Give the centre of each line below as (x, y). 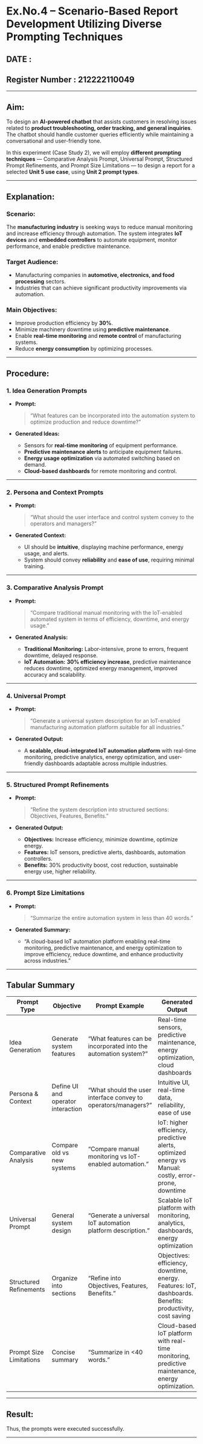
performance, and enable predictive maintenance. (69, 246)
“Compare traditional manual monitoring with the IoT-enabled (106, 612)
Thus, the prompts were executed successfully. (65, 1429)
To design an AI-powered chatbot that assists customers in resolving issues (101, 121)
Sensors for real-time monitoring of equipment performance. (101, 445)
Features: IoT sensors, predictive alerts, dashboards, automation (105, 852)
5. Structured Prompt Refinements (58, 785)
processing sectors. (40, 282)
